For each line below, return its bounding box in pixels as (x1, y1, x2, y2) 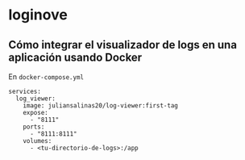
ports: (23, 123, 45, 131)
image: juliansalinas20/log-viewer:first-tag (23, 102, 179, 110)
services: (8, 87, 42, 95)
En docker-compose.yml (8, 72, 85, 82)
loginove (8, 6, 69, 24)
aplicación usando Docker (8, 50, 143, 64)
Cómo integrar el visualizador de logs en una (8, 38, 238, 52)
